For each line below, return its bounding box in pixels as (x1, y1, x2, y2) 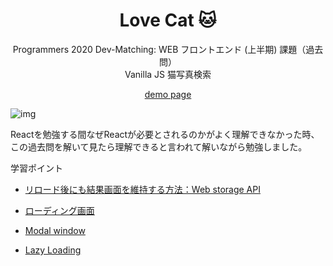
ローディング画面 (24, 204, 95, 216)
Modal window (24, 224, 86, 236)
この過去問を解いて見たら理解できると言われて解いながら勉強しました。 (10, 140, 308, 153)
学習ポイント (10, 162, 63, 174)
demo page (144, 88, 192, 100)
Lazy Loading (24, 244, 82, 256)
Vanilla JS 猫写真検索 (124, 68, 212, 80)
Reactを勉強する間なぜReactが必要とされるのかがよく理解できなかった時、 (10, 128, 320, 140)
